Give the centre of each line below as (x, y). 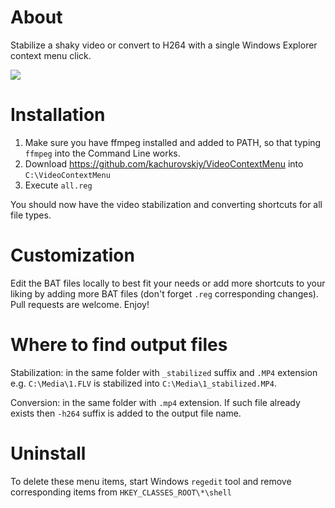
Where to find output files (119, 345)
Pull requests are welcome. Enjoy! (80, 304)
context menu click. (51, 55)
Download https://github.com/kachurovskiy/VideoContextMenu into (164, 163)
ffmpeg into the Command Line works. (102, 153)
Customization (72, 255)
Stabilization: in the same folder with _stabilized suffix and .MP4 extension (164, 372)
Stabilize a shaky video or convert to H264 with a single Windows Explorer (164, 45)
